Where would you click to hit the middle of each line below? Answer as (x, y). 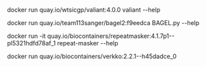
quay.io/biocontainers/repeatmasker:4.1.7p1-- (111, 36)
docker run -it (26, 36)
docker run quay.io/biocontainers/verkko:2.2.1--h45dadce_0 (92, 56)
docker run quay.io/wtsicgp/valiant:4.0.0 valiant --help (84, 10)
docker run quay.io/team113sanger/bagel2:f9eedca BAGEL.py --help (103, 23)
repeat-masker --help (88, 43)
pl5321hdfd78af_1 (31, 43)
